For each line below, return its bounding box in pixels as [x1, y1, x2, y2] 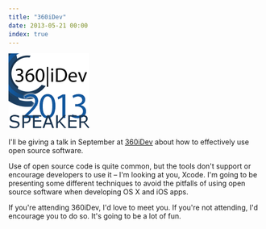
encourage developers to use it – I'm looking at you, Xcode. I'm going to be [8, 170, 258, 180]
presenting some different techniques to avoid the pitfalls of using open [8, 178, 246, 189]
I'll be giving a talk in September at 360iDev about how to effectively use [8, 137, 250, 147]
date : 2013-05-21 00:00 [8, 21, 89, 30]
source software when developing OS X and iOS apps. [8, 187, 189, 197]
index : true [8, 30, 48, 38]
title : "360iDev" [8, 13, 67, 21]
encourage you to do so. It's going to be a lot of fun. [8, 211, 181, 221]
